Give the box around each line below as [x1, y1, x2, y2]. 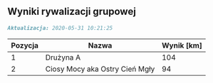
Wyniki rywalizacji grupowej [7, 6, 137, 18]
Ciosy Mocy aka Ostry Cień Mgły [45, 64, 155, 74]
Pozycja [11, 40, 39, 50]
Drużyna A [45, 52, 80, 62]
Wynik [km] [161, 40, 203, 50]
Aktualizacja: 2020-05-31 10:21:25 [7, 24, 113, 31]
